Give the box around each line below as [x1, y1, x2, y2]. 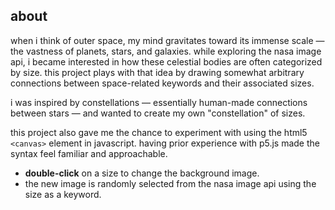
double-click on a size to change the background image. [24, 167, 260, 179]
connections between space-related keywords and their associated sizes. [10, 77, 315, 89]
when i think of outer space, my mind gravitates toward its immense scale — [10, 34, 325, 46]
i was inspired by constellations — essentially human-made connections [10, 96, 308, 108]
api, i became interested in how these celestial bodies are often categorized [10, 55, 323, 68]
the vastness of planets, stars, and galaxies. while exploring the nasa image [10, 45, 322, 57]
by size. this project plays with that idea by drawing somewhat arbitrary [10, 66, 305, 78]
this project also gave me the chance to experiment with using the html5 [10, 126, 308, 138]
